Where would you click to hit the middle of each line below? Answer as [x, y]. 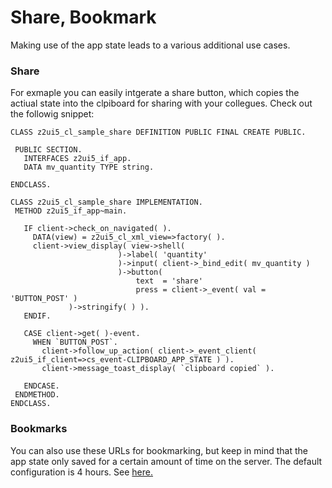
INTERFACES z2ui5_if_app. [77, 159]
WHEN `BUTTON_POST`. [75, 342]
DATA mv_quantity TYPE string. [89, 167]
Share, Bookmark [83, 17]
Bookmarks [39, 429]
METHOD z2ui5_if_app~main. [71, 211]
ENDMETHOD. [37, 395]
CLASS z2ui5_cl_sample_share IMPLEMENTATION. [106, 202]
